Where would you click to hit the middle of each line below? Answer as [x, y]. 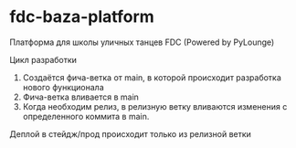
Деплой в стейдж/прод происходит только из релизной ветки [130, 133]
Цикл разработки [43, 59]
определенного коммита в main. [86, 116]
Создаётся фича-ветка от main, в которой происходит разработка [152, 77]
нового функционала [63, 87]
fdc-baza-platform [82, 17]
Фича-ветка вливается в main [81, 97]
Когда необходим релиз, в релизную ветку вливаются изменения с [155, 106]
